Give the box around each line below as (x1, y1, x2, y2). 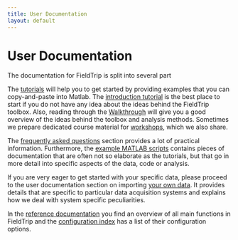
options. (7, 225, 32, 234)
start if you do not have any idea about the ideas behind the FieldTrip (7, 100, 210, 109)
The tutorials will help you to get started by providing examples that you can (7, 85, 229, 93)
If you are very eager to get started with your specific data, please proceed (7, 173, 227, 182)
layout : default (7, 17, 55, 24)
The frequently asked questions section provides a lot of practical (7, 137, 200, 145)
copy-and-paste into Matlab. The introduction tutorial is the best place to (7, 93, 220, 101)
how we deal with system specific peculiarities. (7, 196, 146, 204)
